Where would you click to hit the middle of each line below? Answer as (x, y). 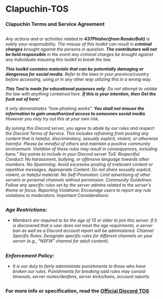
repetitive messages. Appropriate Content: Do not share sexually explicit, (79, 169)
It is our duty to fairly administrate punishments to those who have (79, 266)
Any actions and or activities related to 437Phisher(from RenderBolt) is (78, 39)
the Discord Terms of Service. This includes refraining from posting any (77, 133)
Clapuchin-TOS (37, 9)
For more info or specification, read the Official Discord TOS (77, 291)
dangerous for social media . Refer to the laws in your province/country (77, 74)
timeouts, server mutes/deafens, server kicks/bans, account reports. (81, 277)
